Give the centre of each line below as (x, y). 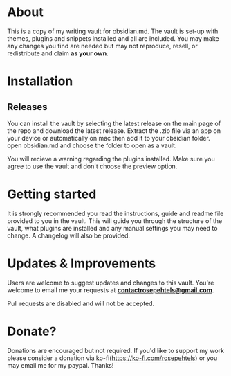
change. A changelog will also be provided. (68, 235)
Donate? (32, 331)
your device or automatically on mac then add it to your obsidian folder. (109, 138)
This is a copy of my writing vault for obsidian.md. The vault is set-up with (113, 31)
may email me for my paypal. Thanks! (61, 365)
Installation (40, 81)
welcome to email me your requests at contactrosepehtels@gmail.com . (111, 290)
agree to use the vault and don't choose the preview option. (92, 166)
